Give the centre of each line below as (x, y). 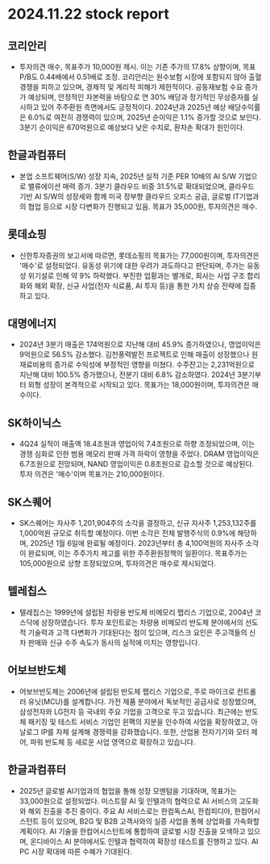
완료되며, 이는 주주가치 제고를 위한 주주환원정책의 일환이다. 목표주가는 (137, 553)
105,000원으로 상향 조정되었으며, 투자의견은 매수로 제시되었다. (118, 564)
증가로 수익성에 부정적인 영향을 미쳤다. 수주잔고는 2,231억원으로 (155, 365)
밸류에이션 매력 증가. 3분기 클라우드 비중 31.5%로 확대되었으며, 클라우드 (141, 186)
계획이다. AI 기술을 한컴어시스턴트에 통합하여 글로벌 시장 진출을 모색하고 (133, 831)
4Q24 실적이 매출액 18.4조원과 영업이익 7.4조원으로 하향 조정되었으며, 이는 (137, 444)
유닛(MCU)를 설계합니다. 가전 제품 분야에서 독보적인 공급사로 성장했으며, (142, 701)
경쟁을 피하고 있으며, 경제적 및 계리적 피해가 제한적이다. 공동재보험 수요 (131, 87)
